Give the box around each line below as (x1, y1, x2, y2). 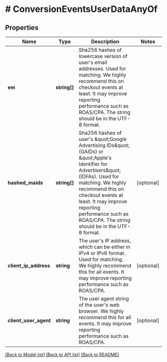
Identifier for (79, 161, 108, 168)
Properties (5, 23, 39, 32)
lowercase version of (79, 53, 128, 59)
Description (91, 38, 120, 45)
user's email (79, 59, 107, 66)
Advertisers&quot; (79, 167, 121, 174)
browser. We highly (79, 308, 124, 315)
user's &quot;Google (79, 136, 127, 143)
